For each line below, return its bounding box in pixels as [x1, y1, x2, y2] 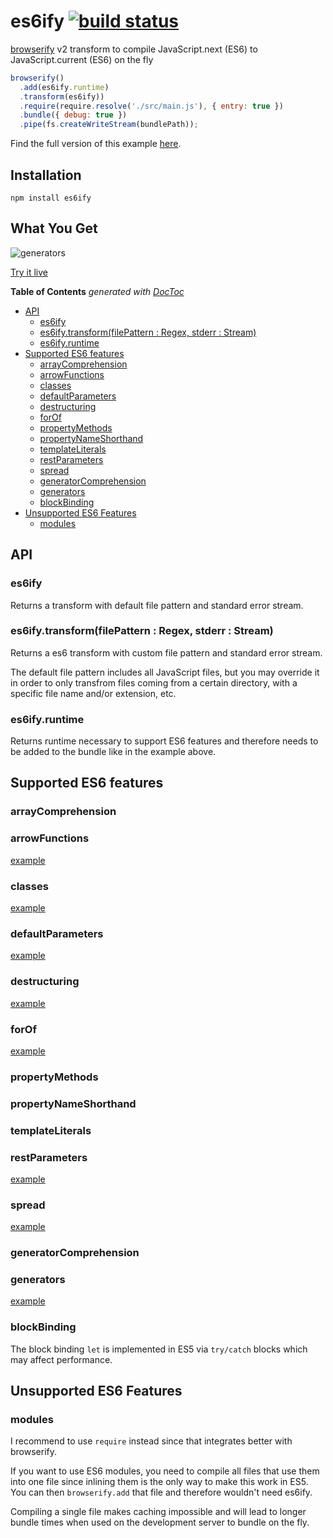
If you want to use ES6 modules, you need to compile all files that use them [10, 1465, 320, 1477]
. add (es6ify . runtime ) [19, 82, 110, 92]
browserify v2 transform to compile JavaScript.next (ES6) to [10, 43, 258, 55]
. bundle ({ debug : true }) [19, 110, 128, 120]
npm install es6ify [10, 193, 92, 203]
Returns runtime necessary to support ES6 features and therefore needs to [10, 735, 319, 747]
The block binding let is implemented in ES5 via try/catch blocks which [10, 1343, 308, 1355]
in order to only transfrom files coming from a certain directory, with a [10, 676, 298, 689]
